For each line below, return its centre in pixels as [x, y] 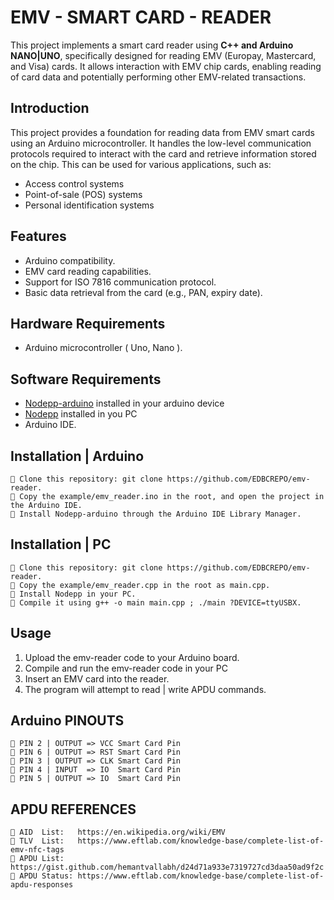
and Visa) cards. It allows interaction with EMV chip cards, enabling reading [166, 66]
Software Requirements [86, 379]
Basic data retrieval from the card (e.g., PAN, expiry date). [143, 292]
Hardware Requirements [88, 323]
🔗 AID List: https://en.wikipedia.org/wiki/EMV [118, 832]
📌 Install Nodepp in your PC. [73, 594]
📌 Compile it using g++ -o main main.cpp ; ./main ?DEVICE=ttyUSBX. [156, 602]
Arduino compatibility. [70, 260]
